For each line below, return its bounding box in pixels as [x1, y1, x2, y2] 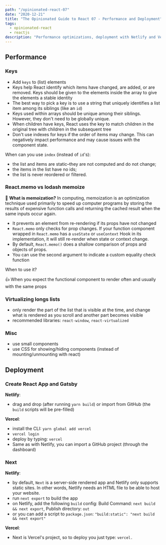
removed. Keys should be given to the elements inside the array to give [12, 89, 157, 95]
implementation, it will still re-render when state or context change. [12, 236, 149, 242]
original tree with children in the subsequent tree [12, 126, 112, 132]
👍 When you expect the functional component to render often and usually [5, 276, 156, 282]
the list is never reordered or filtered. [12, 171, 87, 178]
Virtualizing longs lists [5, 295, 60, 302]
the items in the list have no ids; [12, 166, 77, 172]
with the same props [5, 283, 47, 289]
